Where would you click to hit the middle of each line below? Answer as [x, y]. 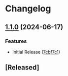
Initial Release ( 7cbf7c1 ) [36, 52]
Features [16, 41]
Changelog [28, 9]
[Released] [22, 68]
